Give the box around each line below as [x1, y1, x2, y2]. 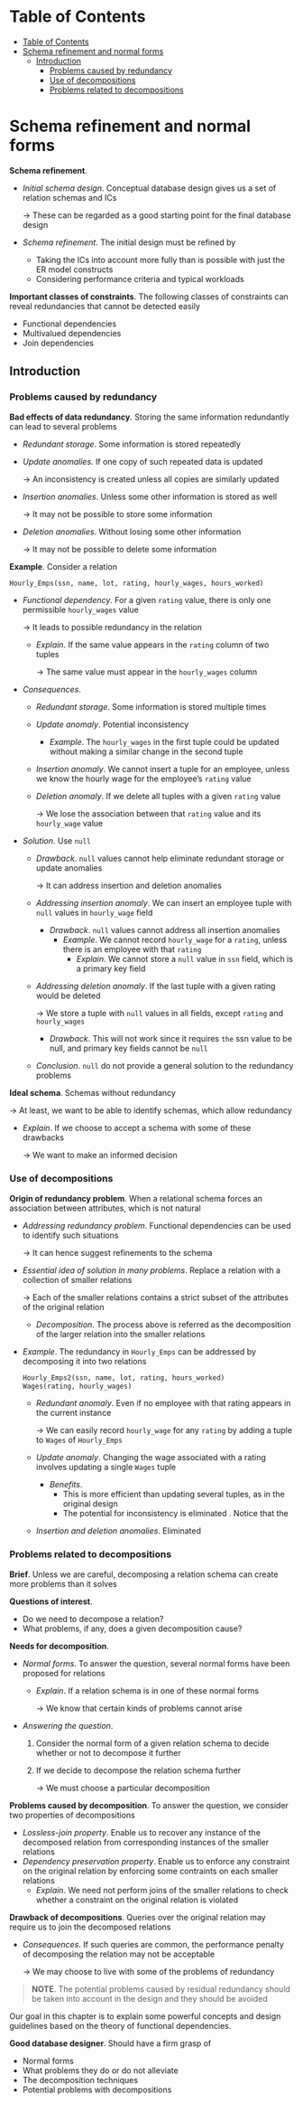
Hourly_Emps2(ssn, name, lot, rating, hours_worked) [22, 1373, 225, 1382]
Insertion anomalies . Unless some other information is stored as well [22, 491, 278, 502]
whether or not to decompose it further [35, 1747, 182, 1758]
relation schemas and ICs [22, 192, 117, 203]
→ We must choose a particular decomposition [35, 1782, 210, 1793]
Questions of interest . [9, 1596, 93, 1607]
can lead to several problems [9, 420, 117, 431]
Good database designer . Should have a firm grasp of [9, 2037, 212, 2049]
